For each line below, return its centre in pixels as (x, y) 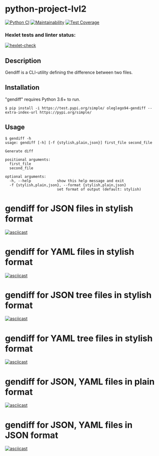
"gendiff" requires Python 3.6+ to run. (43, 99)
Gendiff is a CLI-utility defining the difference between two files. (69, 72)
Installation (22, 87)
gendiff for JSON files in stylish (69, 208)
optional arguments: (26, 176)
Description (23, 61)
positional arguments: (28, 159)
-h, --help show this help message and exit (67, 181)
